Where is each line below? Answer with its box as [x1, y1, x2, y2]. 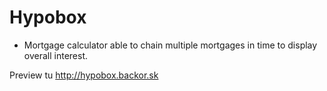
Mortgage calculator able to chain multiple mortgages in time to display [23, 39, 318, 51]
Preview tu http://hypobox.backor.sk [9, 69, 159, 81]
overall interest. [23, 49, 88, 61]
